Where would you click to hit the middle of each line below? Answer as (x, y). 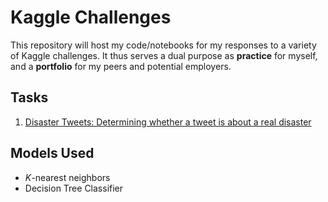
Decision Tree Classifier (74, 188)
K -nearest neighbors (67, 177)
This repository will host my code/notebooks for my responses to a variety (163, 45)
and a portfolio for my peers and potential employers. (121, 66)
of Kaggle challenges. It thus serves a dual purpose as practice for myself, (164, 55)
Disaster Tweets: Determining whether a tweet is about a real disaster (168, 122)
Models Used (52, 153)
